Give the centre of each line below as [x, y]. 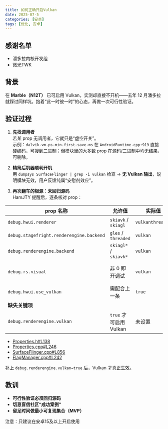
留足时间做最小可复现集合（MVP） [48, 410]
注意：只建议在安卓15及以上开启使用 [42, 421]
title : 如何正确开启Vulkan [31, 10]
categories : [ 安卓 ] [25, 19]
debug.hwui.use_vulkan [34, 292]
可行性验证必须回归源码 [36, 398]
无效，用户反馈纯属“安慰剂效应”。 [61, 180]
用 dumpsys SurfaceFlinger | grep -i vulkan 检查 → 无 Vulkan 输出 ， [84, 174]
